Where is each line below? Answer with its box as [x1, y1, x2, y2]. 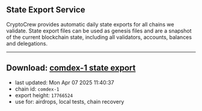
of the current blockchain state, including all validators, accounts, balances [6, 33, 192, 41]
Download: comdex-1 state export [6, 63, 136, 73]
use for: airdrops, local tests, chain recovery [14, 98, 124, 105]
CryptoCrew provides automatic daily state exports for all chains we [6, 20, 174, 28]
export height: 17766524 [14, 91, 73, 98]
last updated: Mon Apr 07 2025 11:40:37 [14, 79, 114, 86]
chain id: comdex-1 [14, 85, 60, 92]
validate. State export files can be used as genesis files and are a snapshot [6, 27, 192, 34]
